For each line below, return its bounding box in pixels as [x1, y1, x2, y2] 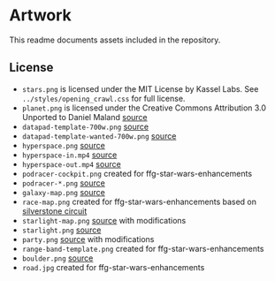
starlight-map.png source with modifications [21, 215, 187, 225]
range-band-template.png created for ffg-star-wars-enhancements [21, 243, 264, 254]
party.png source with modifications [21, 233, 155, 244]
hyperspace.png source [21, 140, 106, 150]
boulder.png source [21, 253, 94, 263]
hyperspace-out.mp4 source [21, 158, 121, 169]
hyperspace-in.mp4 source [21, 149, 118, 160]
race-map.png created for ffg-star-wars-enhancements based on [21, 196, 257, 207]
